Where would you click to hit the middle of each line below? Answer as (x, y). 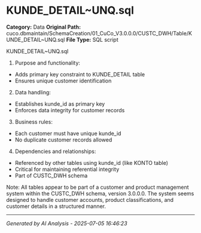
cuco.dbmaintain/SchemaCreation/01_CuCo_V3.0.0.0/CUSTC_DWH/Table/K (99, 33)
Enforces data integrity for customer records (70, 110)
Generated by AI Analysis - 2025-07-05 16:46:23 (67, 223)
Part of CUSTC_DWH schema (51, 175)
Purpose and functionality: (48, 63)
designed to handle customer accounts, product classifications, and (90, 200)
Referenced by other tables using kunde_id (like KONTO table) (92, 163)
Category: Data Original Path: (44, 27)
